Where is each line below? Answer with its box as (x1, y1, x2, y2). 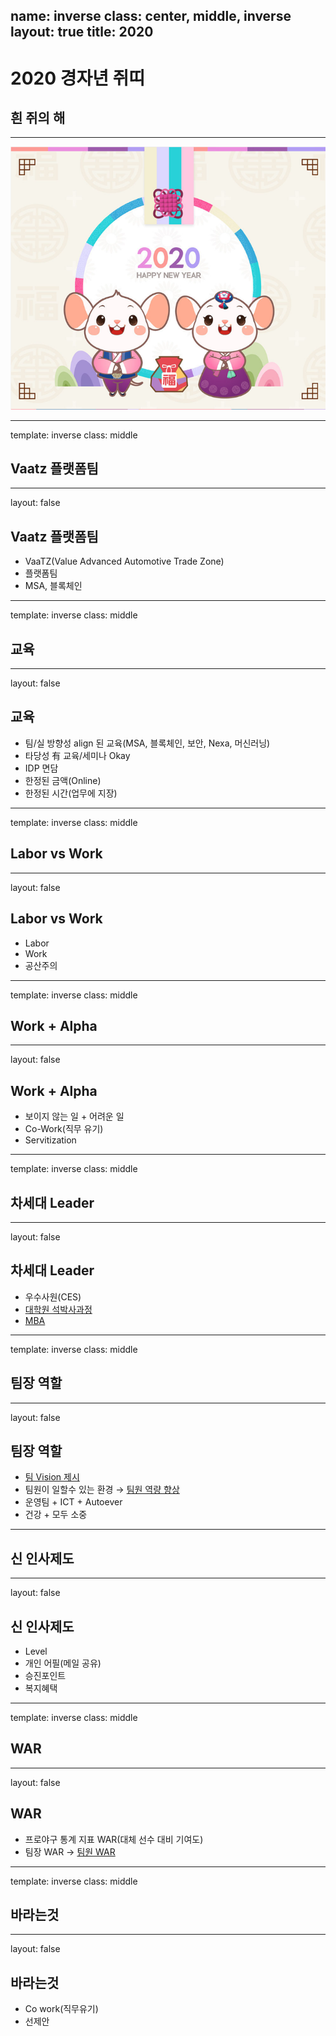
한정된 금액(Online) (24, 774, 102, 786)
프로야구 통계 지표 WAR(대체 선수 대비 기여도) (24, 1833, 204, 1845)
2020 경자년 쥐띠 (10, 67, 146, 89)
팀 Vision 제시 (24, 1471, 80, 1483)
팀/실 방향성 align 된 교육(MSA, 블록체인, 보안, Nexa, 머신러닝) (24, 737, 271, 749)
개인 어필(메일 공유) (24, 1657, 102, 1669)
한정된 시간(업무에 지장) (24, 787, 118, 799)
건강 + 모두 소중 (24, 1509, 88, 1521)
